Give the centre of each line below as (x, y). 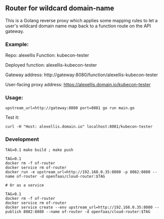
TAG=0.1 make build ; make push (39, 150)
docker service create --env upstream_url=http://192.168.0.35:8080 (79, 207)
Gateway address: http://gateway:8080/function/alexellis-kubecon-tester (82, 75)
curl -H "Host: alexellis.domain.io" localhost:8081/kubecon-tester (79, 127)
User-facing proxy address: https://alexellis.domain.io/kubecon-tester (78, 85)
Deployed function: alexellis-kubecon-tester (51, 65)
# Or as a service (25, 185)
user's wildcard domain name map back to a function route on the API (78, 26)
